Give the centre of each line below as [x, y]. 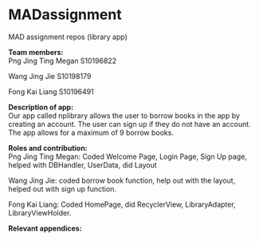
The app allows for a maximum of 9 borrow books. [91, 132]
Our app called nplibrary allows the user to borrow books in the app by [124, 115]
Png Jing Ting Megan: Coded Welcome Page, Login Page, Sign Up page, [128, 156]
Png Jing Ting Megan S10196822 [63, 61]
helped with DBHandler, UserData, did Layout [82, 164]
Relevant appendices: [45, 228]
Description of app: [41, 107]
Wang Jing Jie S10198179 [50, 76]
